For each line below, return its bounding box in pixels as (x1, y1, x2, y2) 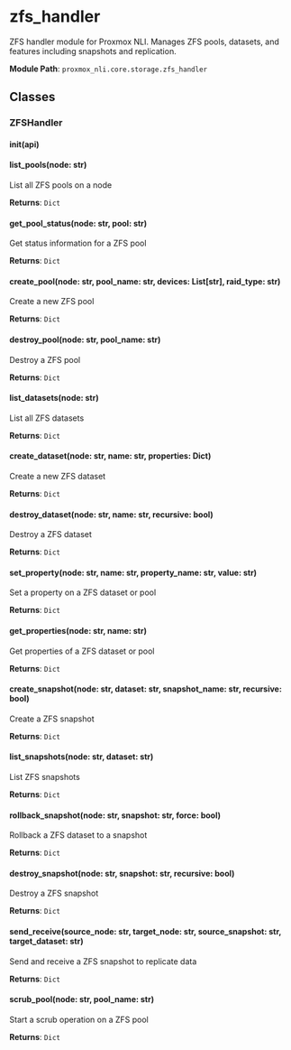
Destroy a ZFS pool (9, 354, 81, 365)
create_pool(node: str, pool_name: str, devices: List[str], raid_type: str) (9, 275, 281, 286)
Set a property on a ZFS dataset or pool (9, 587, 157, 598)
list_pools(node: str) (9, 160, 87, 171)
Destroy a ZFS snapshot (9, 887, 99, 899)
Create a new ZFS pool (9, 296, 95, 307)
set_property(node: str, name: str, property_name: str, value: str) (9, 567, 258, 578)
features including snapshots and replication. (9, 45, 177, 56)
